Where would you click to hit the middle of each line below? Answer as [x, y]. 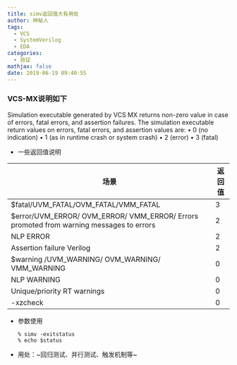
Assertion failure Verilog [51, 248]
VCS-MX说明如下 [37, 99]
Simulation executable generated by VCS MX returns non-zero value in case [118, 114]
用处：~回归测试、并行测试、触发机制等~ [77, 354]
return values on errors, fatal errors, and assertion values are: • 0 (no [108, 130]
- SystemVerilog [37, 40]
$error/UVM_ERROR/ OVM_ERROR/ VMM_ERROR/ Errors [105, 216]
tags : [15, 27]
